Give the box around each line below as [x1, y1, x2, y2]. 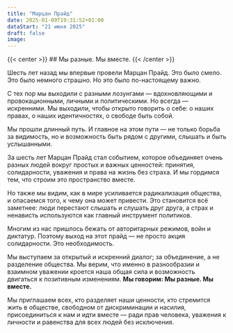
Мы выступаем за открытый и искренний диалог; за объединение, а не [7, 253, 220, 261]
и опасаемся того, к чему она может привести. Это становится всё [7, 196, 209, 205]
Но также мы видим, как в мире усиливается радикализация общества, [7, 189, 222, 197]
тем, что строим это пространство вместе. [7, 175, 136, 184]
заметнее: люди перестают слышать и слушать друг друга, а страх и [7, 204, 214, 212]
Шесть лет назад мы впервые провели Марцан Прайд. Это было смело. [7, 69, 222, 77]
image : [7, 36, 26, 43]
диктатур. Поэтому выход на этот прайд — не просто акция [7, 232, 186, 241]
